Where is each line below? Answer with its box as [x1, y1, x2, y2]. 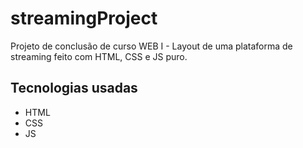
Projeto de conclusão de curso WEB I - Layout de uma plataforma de [10, 40, 293, 52]
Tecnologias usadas [10, 80, 138, 97]
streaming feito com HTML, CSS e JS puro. [10, 50, 188, 62]
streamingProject [10, 7, 158, 30]
